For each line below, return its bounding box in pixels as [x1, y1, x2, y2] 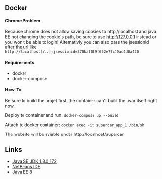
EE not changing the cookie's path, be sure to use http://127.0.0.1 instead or [5, 34, 157, 40]
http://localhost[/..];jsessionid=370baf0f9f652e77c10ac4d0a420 [5, 49, 139, 54]
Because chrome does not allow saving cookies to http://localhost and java [5, 28, 157, 34]
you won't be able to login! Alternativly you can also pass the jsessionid [5, 39, 149, 45]
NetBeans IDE [12, 163, 41, 169]
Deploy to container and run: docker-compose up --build [5, 112, 119, 118]
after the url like [5, 44, 37, 50]
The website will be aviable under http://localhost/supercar [5, 132, 124, 137]
